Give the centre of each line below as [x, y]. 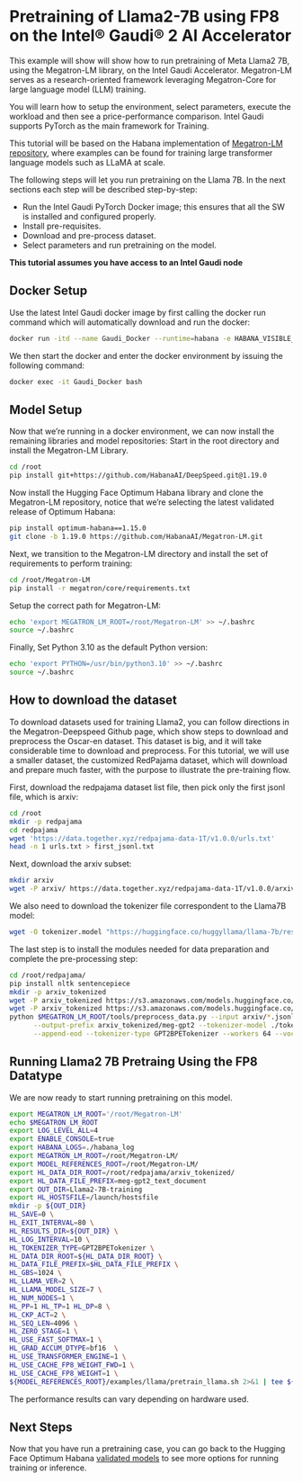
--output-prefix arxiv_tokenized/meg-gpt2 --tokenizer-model [150, 1026]
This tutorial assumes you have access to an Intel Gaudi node [126, 262]
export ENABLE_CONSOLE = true [62, 1139]
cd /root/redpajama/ [48, 975]
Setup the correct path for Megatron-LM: [85, 606]
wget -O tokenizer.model [56, 932]
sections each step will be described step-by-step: [103, 189]
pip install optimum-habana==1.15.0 [78, 528]
